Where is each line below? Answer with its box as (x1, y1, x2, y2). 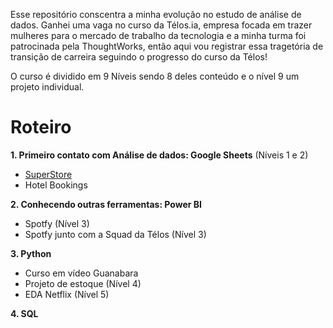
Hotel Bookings (24, 179, 88, 191)
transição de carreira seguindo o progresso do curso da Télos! (10, 51, 268, 63)
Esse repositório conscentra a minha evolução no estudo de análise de (10, 9, 302, 20)
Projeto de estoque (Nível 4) (24, 277, 142, 289)
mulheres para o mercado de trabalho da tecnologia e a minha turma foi (10, 30, 307, 41)
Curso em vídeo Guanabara (24, 267, 139, 279)
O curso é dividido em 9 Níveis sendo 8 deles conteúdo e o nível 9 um (10, 70, 300, 82)
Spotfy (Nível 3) (24, 217, 90, 229)
